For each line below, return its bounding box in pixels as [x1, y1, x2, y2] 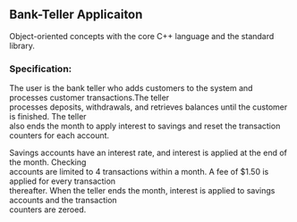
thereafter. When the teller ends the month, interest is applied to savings [9, 185, 276, 196]
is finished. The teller [9, 111, 87, 122]
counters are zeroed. [9, 204, 87, 215]
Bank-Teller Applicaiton [9, 7, 143, 22]
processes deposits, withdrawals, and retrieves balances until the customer [9, 102, 288, 112]
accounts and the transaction [9, 195, 118, 206]
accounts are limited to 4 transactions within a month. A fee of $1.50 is [9, 167, 269, 177]
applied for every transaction [9, 176, 116, 186]
